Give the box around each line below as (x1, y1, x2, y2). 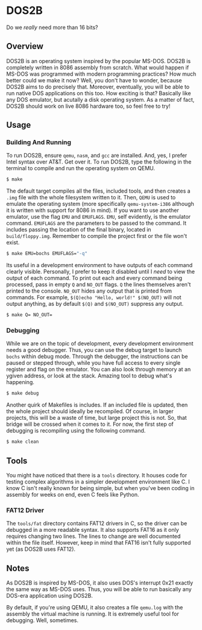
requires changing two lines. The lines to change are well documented (6, 532, 181, 540)
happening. (6, 379, 34, 386)
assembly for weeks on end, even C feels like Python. (6, 491, 140, 498)
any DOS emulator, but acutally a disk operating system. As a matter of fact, (6, 96, 195, 103)
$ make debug (6, 390, 39, 397)
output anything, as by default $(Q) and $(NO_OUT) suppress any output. (6, 300, 184, 308)
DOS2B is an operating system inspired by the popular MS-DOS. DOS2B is (6, 57, 191, 64)
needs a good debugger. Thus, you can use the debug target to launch (6, 346, 182, 354)
